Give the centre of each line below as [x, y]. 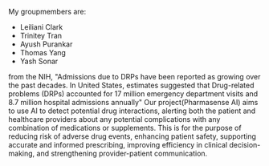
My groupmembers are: [47, 12]
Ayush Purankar [46, 44]
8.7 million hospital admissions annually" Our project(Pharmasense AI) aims [133, 102]
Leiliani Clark [41, 27]
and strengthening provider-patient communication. [122, 153]
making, [22, 153]
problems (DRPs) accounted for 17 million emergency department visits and [133, 94]
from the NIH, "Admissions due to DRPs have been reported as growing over [134, 77]
